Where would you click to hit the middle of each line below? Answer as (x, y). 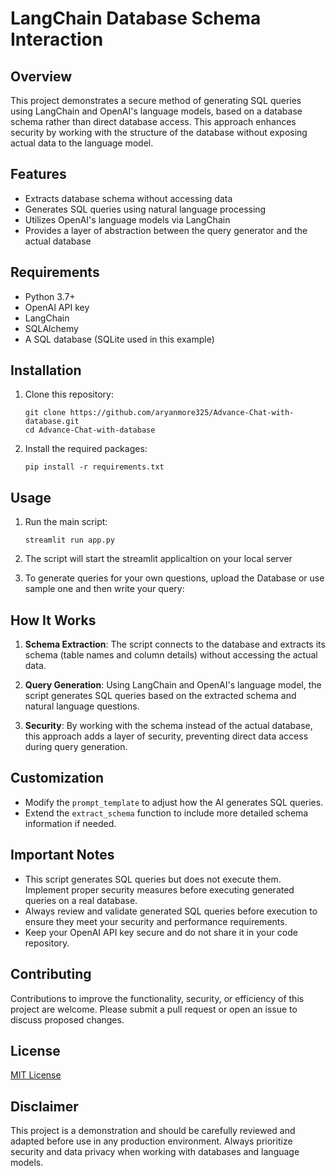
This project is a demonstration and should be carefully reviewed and (153, 1131)
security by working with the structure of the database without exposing (159, 132)
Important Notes (62, 855)
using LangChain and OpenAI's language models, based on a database (156, 111)
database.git (52, 422)
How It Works (53, 620)
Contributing (51, 974)
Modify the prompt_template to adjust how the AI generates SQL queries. (174, 802)
